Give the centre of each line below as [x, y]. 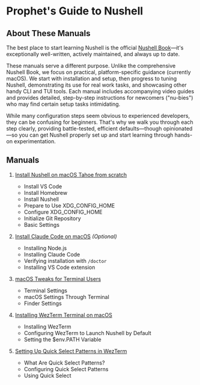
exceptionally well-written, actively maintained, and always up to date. [93, 54]
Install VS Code [43, 186]
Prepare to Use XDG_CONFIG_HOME [69, 205]
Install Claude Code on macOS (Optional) [66, 236]
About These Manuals [48, 33]
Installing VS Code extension [59, 267]
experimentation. [35, 141]
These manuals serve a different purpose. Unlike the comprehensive [91, 66]
